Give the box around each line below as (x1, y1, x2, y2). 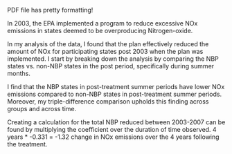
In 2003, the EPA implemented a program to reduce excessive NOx (7, 19, 198, 27)
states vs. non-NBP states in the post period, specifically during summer (7, 62, 215, 70)
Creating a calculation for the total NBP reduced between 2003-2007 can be (7, 118, 226, 126)
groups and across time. (7, 105, 77, 113)
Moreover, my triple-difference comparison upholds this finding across (7, 97, 209, 106)
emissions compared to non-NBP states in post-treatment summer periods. (7, 90, 222, 98)
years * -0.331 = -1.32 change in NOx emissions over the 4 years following (7, 133, 220, 141)
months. (7, 69, 31, 77)
